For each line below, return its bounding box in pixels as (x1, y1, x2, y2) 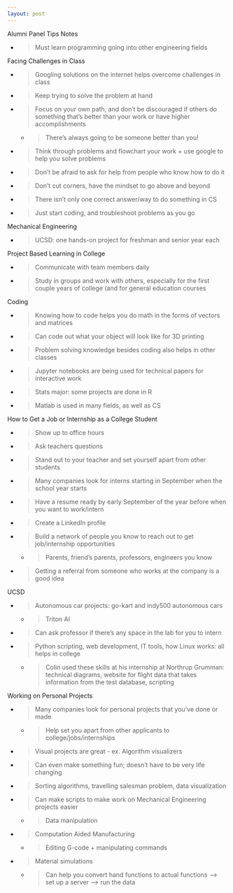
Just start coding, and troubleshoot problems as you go (34, 208, 195, 217)
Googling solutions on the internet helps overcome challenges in (34, 70, 221, 78)
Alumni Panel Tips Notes (7, 29, 78, 38)
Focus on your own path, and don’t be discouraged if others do (34, 104, 218, 113)
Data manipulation (45, 816, 98, 824)
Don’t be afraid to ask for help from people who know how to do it (34, 167, 225, 176)
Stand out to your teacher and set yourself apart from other (34, 455, 206, 464)
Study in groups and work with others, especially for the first (34, 276, 210, 284)
